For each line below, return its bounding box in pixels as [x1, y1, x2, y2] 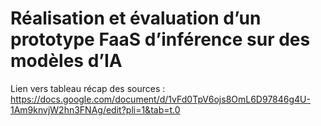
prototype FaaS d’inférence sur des [10, 28, 311, 51]
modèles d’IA [10, 50, 123, 72]
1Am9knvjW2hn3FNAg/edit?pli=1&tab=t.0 [10, 103, 181, 116]
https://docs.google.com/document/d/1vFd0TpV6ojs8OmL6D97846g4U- [10, 93, 311, 105]
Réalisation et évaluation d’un [10, 7, 262, 30]
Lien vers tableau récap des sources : [10, 82, 166, 94]
